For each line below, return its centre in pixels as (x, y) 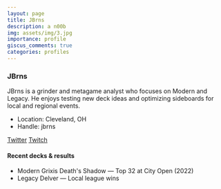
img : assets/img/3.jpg (40, 33)
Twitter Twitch (28, 140)
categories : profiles (38, 52)
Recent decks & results (41, 155)
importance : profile (37, 39)
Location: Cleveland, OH (52, 119)
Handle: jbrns (36, 127)
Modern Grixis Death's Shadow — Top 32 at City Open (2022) (105, 171)
